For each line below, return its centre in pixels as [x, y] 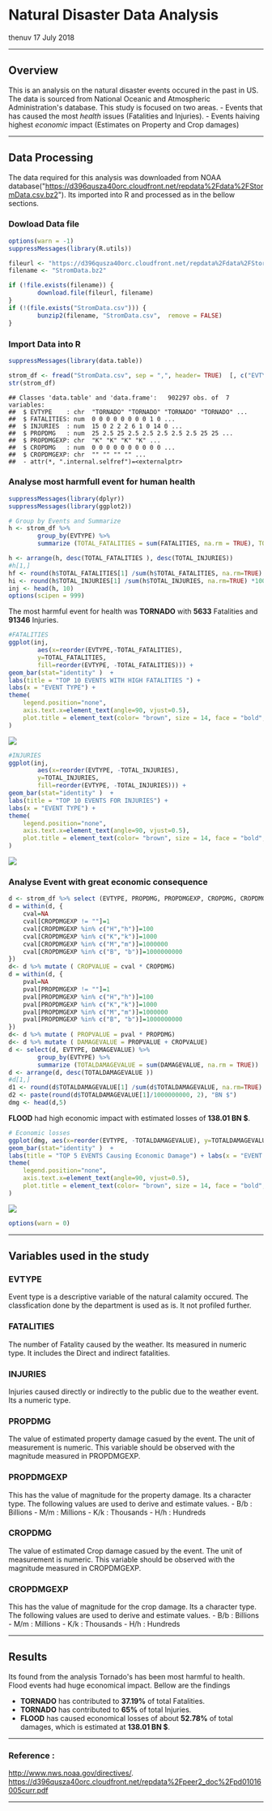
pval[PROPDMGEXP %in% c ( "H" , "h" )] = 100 [88, 997]
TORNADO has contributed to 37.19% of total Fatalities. [112, 1701]
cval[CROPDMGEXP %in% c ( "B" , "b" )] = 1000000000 [103, 951]
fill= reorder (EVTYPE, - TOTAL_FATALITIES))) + [116, 665]
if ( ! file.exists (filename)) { [61, 286]
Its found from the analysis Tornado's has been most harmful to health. [127, 1676]
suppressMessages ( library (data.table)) [76, 360]
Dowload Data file [44, 224]
